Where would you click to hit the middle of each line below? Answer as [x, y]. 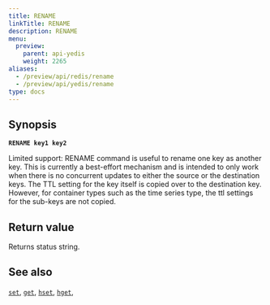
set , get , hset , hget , [41, 292]
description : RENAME [43, 31]
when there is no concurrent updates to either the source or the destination [134, 176]
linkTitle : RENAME [39, 24]
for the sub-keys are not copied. [62, 202]
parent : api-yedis [54, 54]
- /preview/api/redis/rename [65, 76]
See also [30, 272]
